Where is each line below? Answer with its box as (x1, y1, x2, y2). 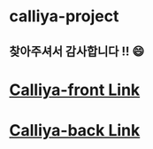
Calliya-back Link (9, 120, 141, 140)
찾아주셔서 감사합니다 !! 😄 (9, 43, 145, 59)
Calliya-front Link (9, 80, 141, 99)
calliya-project (9, 6, 119, 27)
